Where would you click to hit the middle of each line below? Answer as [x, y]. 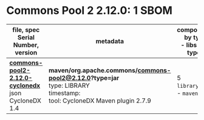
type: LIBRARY [69, 85]
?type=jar [105, 78]
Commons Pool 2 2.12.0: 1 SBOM [90, 11]
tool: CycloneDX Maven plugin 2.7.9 [100, 101]
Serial [26, 37]
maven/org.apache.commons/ [93, 70]
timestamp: [64, 93]
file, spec [26, 30]
